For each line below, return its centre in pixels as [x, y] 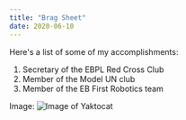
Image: [22, 106]
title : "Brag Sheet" [48, 18]
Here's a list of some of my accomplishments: [94, 51]
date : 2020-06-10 [42, 26]
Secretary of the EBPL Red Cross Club [93, 69]
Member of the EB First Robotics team [93, 88]
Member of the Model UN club [79, 78]
